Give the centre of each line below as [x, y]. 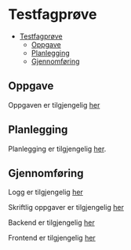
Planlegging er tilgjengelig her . [57, 149]
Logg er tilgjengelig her [46, 192]
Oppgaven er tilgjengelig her [54, 105]
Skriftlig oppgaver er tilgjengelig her [66, 208]
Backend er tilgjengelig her [52, 222]
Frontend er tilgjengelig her [52, 238]
